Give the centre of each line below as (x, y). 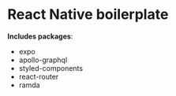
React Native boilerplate (88, 15)
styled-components (51, 68)
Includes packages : (40, 36)
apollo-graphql (43, 60)
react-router (39, 76)
